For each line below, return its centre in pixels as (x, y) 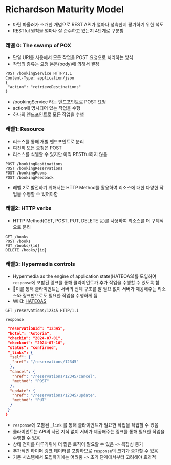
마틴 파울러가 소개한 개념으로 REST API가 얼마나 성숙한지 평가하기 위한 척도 (88, 24)
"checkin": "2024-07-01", (35, 338)
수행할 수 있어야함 (40, 194)
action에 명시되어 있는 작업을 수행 (47, 108)
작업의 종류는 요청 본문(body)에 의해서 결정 (56, 64)
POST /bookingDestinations (34, 164)
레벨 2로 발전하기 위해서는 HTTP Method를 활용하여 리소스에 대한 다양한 (85, 187)
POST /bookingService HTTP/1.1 (39, 74)
